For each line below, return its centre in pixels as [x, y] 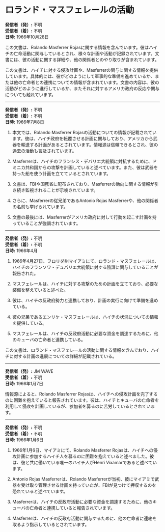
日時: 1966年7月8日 [25, 122]
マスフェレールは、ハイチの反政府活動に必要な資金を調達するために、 [83, 333]
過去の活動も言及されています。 [44, 151]
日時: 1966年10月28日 [27, 37]
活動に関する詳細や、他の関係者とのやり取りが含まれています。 [95, 59]
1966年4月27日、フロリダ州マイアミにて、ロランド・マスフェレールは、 [85, 261]
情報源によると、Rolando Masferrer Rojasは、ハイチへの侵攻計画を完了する [82, 394]
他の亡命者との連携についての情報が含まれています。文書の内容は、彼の [86, 82]
